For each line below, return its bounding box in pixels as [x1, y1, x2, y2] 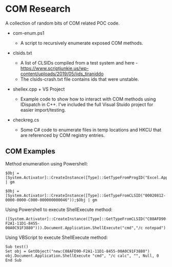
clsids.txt [12, 50, 32, 56]
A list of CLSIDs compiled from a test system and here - [20, 59, 138, 66]
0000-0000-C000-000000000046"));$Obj [5, 197, 86, 202]
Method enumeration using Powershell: [5, 160, 88, 167]
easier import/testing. [20, 107, 66, 113]
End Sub [5, 257, 22, 263]
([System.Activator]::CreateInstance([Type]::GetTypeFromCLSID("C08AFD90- [5, 216, 168, 221]
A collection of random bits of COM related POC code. [5, 20, 120, 26]
